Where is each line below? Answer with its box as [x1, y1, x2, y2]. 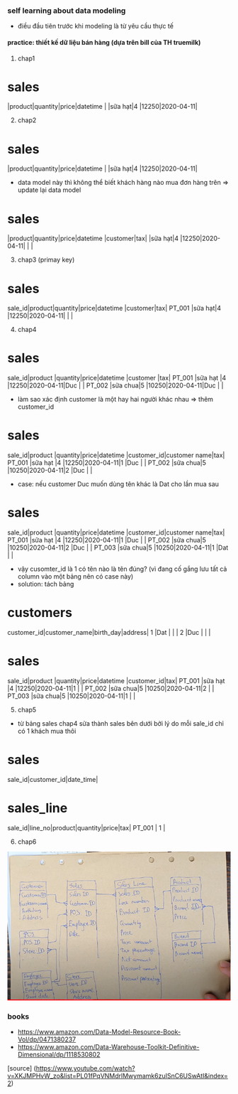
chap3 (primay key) [17, 255, 75, 264]
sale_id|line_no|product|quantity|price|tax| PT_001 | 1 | [7, 823, 166, 832]
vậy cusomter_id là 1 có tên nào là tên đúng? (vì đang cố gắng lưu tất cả [17, 564, 227, 574]
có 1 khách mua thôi [17, 726, 76, 735]
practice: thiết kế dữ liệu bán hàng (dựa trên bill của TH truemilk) [7, 38, 201, 46]
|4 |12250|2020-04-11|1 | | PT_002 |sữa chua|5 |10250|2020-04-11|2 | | [7, 684, 215, 692]
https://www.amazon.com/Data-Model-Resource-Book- [17, 1028, 181, 1036]
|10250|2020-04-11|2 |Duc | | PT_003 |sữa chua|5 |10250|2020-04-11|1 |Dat [7, 543, 229, 552]
